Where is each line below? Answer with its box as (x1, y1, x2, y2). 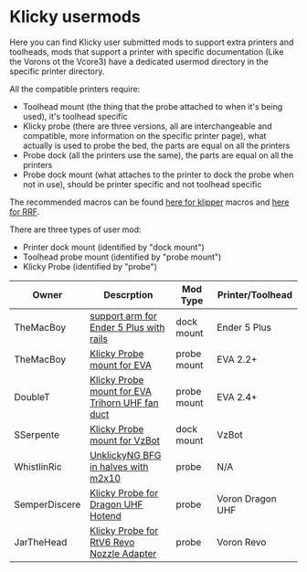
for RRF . (9, 206, 40, 217)
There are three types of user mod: (9, 224, 142, 235)
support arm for (90, 309, 157, 322)
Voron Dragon (217, 492, 277, 504)
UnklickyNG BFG (90, 449, 162, 461)
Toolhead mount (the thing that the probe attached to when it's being (22, 101, 283, 111)
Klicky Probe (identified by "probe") (22, 260, 158, 271)
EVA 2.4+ (217, 390, 258, 403)
